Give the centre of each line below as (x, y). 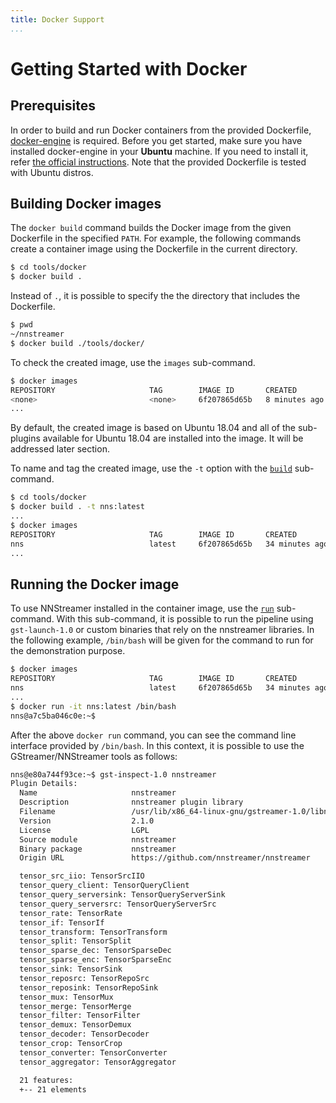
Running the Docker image (95, 584)
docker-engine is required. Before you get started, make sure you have (156, 140)
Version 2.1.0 (87, 821)
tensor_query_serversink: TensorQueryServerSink (122, 895)
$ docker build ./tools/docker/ (77, 343)
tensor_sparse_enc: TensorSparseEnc (95, 960)
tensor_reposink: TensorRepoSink (89, 987)
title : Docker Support (57, 19)
